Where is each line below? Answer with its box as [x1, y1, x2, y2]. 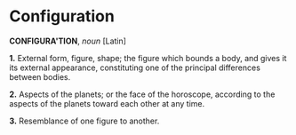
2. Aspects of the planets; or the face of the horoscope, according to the [9, 89, 276, 99]
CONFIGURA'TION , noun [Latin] [9, 36, 127, 46]
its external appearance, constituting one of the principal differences [9, 62, 260, 73]
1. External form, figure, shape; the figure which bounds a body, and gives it [9, 52, 287, 63]
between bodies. [9, 71, 71, 82]
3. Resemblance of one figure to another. [9, 115, 160, 126]
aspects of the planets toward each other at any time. [9, 98, 205, 108]
